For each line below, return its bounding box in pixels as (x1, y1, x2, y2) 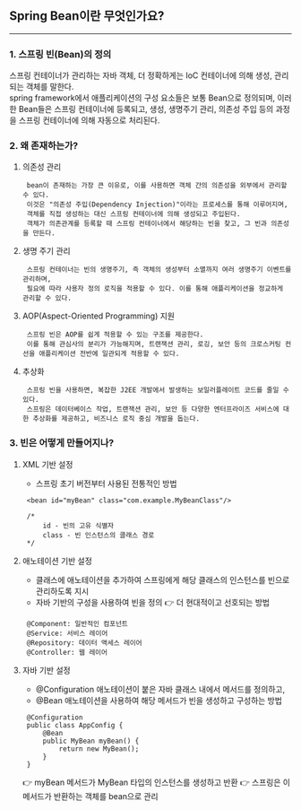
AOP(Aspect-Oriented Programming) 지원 (21, 310, 175, 321)
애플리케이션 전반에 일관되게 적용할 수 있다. (39, 349, 180, 359)
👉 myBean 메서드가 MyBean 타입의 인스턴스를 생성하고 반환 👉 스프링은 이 (21, 777, 291, 788)
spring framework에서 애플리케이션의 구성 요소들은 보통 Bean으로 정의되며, (9, 92, 276, 103)
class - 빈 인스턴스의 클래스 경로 (42, 530, 155, 540)
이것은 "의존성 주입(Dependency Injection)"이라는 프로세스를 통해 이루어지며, (26, 200, 288, 209)
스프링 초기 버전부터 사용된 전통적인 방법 (35, 478, 177, 489)
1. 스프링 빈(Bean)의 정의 (9, 48, 112, 60)
